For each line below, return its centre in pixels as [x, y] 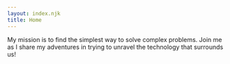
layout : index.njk [34, 13]
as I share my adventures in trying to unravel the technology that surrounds [115, 47]
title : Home [24, 20]
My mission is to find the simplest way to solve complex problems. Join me [115, 39]
